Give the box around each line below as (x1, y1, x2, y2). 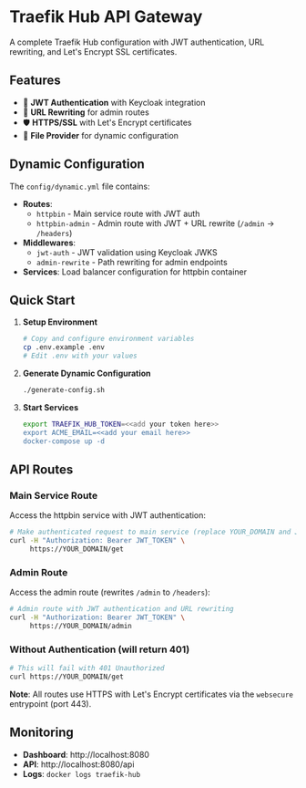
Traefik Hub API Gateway (9, 6, 203, 27)
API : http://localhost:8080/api (22, 759, 135, 770)
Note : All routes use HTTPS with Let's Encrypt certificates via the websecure (9, 689, 294, 700)
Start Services (22, 401, 79, 412)
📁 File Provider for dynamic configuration (22, 130, 179, 140)
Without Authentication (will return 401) (9, 643, 190, 656)
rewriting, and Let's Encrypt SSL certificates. (9, 46, 178, 57)
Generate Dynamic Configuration (22, 368, 152, 378)
